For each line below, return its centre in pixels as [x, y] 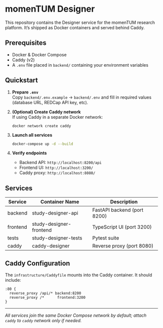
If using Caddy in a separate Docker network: [57, 117]
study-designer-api [55, 213]
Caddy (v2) [23, 60]
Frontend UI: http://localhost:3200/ [56, 168]
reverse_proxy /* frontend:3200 [48, 298]
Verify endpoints [29, 153]
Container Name [60, 202]
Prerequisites [26, 43]
